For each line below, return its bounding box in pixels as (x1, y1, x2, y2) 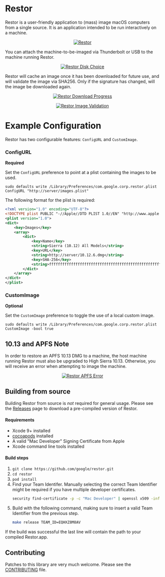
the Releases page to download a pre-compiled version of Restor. (5, 405, 138, 411)
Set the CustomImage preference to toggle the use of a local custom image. (5, 313, 155, 319)
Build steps (5, 455, 28, 461)
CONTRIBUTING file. (5, 567, 47, 573)
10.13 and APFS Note (5, 340, 69, 348)
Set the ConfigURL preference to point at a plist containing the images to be (5, 170, 156, 176)
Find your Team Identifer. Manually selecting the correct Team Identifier (12, 481, 158, 487)
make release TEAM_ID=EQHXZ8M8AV (12, 520, 81, 525)
